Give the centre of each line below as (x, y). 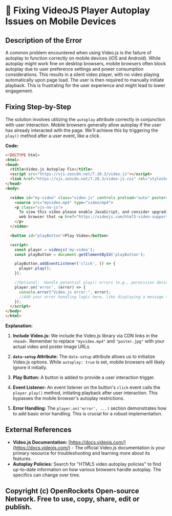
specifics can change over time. (47, 475)
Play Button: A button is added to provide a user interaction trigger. (84, 377)
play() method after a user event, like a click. (53, 136)
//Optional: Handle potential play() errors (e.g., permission (84, 283)
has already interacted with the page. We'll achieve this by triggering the (82, 130)
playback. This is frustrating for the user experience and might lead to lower (85, 85)
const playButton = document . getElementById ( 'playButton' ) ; (80, 254)
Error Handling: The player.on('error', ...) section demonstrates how (90, 408)
